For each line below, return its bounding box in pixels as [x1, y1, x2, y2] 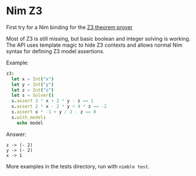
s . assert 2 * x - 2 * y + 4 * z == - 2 [11, 103, 107, 110]
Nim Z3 [6, 4, 43, 18]
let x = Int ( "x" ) [11, 76, 54, 82]
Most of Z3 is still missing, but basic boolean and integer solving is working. [6, 35, 191, 42]
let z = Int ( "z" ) [11, 87, 54, 93]
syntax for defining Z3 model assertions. [6, 47, 105, 54]
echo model [17, 120, 44, 126]
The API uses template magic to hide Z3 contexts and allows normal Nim [6, 41, 183, 48]
